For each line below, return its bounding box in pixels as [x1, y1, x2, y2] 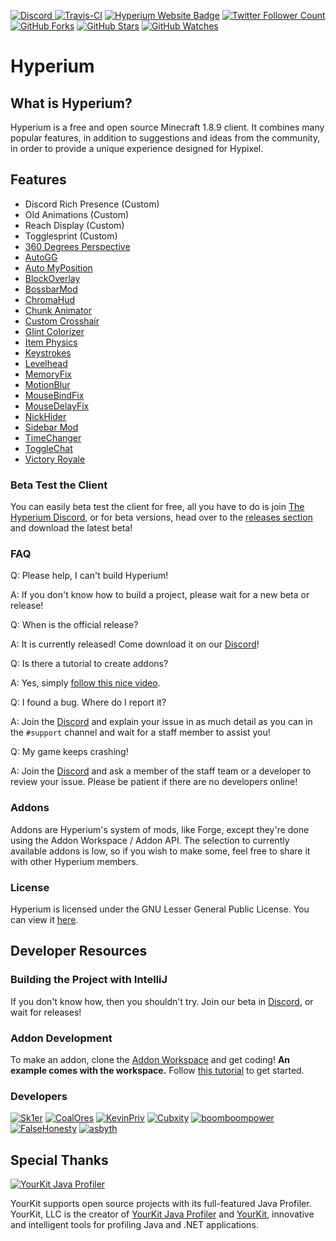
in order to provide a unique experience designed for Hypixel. [10, 143, 264, 154]
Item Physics [24, 336, 78, 348]
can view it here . [10, 914, 79, 925]
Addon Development [10, 1031, 113, 1045]
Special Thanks [10, 1151, 109, 1169]
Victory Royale [24, 453, 86, 465]
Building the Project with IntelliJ [10, 973, 168, 987]
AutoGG [24, 251, 58, 263]
